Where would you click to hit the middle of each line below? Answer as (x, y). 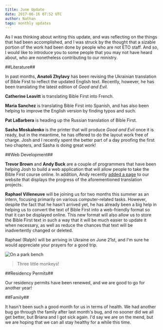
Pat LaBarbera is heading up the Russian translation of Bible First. (71, 120)
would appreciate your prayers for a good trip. (51, 245)
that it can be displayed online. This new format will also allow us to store (78, 215)
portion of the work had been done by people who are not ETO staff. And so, (82, 47)
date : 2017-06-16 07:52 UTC (34, 14)
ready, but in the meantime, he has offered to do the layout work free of (77, 135)
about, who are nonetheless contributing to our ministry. (61, 58)
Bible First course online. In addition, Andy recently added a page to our (77, 174)
